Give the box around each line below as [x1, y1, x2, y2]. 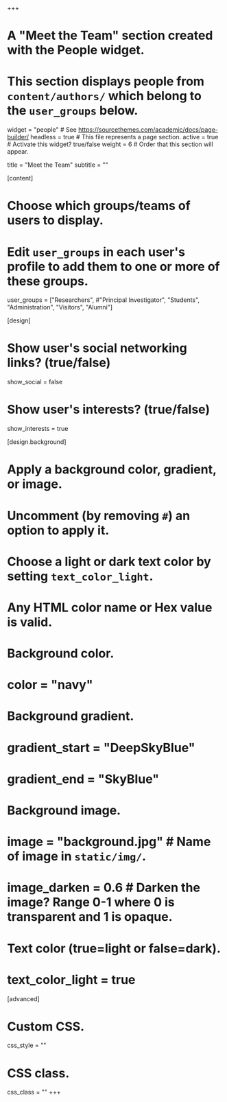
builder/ [7, 133, 29, 141]
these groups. [7, 273, 89, 289]
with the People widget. [7, 43, 145, 58]
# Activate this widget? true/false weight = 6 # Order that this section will [7, 140, 214, 148]
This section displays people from [7, 73, 204, 89]
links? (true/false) [7, 355, 111, 371]
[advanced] [7, 994, 40, 1003]
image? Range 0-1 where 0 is [7, 895, 175, 910]
